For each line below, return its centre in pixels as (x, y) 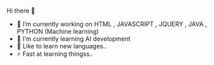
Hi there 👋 (21, 11)
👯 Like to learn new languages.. (62, 46)
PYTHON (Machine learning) (58, 31)
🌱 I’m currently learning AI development (74, 39)
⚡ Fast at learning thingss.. (55, 54)
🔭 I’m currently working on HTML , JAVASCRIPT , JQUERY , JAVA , (112, 24)
